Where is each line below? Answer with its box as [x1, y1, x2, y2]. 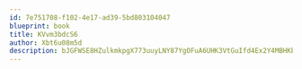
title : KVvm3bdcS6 [9, 30, 78, 39]
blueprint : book [9, 22, 70, 30]
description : [9, 47, 58, 56]
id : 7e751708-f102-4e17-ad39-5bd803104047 [9, 13, 171, 22]
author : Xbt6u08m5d [9, 38, 83, 47]
